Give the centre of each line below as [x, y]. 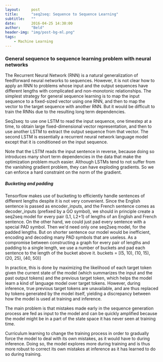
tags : [10, 37]
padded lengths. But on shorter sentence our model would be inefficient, [78, 232]
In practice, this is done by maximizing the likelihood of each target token [78, 268]
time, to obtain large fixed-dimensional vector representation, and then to [78, 126]
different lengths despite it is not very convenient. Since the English [72, 201]
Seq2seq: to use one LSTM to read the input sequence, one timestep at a [78, 121]
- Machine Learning [34, 42]
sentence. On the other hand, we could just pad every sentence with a [75, 222]
